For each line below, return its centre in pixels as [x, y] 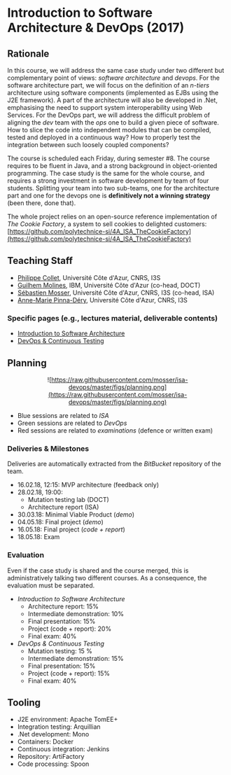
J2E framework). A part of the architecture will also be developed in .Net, [113, 100]
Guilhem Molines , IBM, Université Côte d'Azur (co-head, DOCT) [109, 285]
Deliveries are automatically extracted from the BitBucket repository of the [114, 464]
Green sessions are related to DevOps [72, 423]
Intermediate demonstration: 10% [76, 613]
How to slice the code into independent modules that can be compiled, [109, 130]
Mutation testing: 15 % [60, 651]
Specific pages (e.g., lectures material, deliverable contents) [113, 318]
